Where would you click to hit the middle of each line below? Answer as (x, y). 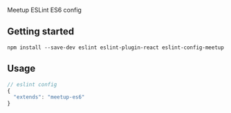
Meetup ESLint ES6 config (44, 10)
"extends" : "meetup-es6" (49, 97)
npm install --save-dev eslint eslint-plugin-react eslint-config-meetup (116, 48)
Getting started (41, 31)
